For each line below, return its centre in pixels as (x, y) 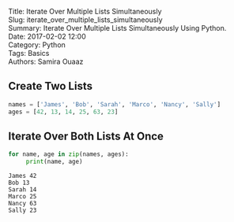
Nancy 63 (23, 204)
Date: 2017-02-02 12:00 (47, 36)
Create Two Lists (51, 86)
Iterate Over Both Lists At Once (86, 136)
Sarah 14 (23, 190)
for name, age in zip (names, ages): (68, 154)
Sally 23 (23, 211)
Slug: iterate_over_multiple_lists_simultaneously (86, 20)
